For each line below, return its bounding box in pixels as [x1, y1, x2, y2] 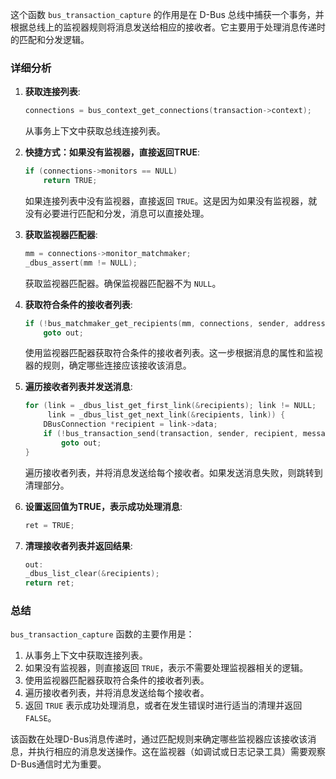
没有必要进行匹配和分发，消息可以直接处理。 [24, 207, 210, 219]
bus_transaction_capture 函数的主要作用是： [10, 628, 195, 640]
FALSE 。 [24, 712, 57, 724]
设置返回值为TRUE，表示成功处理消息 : [24, 500, 183, 512]
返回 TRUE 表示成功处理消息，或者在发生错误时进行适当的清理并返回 [24, 699, 303, 712]
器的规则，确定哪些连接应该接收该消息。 [24, 359, 192, 372]
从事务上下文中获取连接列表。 [24, 649, 148, 662]
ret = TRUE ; [24, 520, 75, 530]
